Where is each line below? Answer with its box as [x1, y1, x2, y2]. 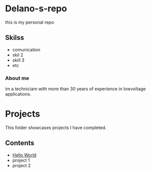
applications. [5, 91, 31, 97]
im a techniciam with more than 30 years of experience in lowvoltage [5, 86, 146, 92]
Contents [5, 139, 35, 147]
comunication [12, 46, 41, 52]
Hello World [12, 152, 37, 158]
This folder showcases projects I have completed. [5, 124, 107, 131]
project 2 [12, 162, 31, 168]
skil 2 [12, 52, 24, 58]
